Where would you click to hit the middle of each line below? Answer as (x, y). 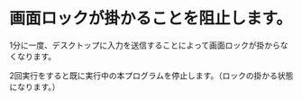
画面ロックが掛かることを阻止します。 (151, 18)
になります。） (35, 86)
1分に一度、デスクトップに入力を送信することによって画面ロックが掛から (145, 45)
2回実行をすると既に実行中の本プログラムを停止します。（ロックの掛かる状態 (151, 75)
